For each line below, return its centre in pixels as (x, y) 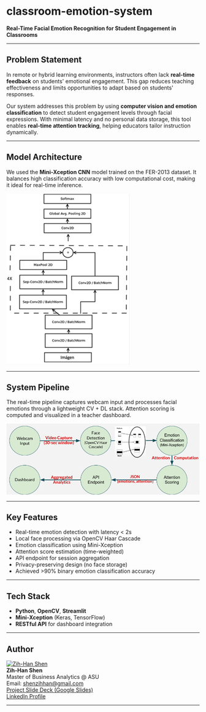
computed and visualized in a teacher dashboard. (69, 415)
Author (20, 649)
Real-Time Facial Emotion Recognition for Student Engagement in (91, 28)
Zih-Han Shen (25, 670)
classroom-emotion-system (79, 11)
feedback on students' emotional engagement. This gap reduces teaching (100, 81)
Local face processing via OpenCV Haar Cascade (78, 538)
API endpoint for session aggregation (62, 558)
